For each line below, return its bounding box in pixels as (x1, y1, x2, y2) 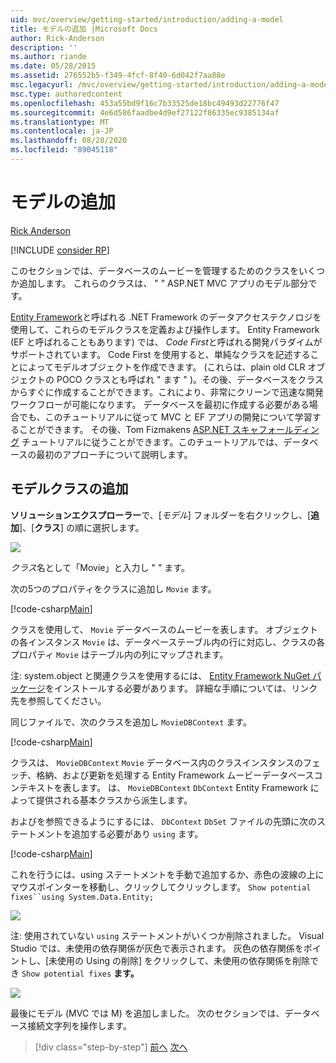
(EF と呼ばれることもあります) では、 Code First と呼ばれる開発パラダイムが (10, 336, 323, 348)
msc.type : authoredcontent (10, 89, 123, 99)
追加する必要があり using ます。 (71, 827, 204, 840)
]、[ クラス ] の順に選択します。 (19, 521, 145, 533)
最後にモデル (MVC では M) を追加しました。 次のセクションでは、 (10, 1007, 285, 1019)
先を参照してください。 (10, 694, 107, 706)
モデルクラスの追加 (10, 481, 129, 498)
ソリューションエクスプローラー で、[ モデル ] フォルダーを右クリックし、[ (10, 509, 312, 521)
